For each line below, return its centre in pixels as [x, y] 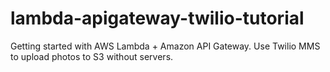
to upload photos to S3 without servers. [92, 56]
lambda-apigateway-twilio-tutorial [157, 18]
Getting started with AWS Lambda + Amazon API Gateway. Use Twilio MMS [165, 46]
